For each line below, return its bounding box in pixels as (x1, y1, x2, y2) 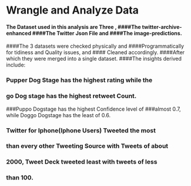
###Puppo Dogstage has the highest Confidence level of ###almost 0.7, (6, 105, 181, 112)
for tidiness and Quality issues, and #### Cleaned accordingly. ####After (6, 49, 185, 56)
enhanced (6, 29, 32, 36)
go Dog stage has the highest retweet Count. (6, 92, 137, 100)
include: (6, 61, 26, 68)
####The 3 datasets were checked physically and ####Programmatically (6, 42, 184, 50)
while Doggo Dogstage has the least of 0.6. (6, 111, 111, 118)
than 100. (6, 174, 33, 182)
